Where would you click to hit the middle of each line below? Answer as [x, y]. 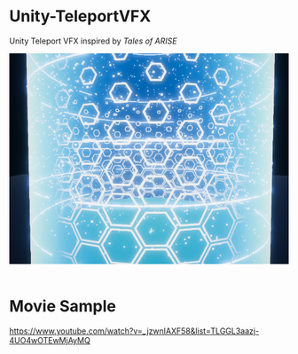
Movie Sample [63, 307]
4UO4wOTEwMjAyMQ [50, 340]
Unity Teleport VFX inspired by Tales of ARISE [93, 41]
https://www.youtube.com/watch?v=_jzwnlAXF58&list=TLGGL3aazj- [134, 331]
